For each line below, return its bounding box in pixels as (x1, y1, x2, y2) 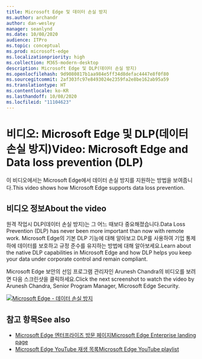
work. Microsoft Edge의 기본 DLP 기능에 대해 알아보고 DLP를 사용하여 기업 (6, 235, 185, 242)
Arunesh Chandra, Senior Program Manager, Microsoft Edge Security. (6, 283, 180, 290)
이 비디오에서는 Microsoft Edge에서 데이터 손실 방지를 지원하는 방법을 (6, 176, 172, 184)
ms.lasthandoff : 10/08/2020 (6, 93, 77, 99)
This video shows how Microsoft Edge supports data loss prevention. (12, 184, 185, 191)
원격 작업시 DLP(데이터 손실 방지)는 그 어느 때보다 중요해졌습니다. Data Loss (6, 221, 186, 228)
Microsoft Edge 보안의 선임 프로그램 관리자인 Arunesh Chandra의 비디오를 (6, 268, 185, 275)
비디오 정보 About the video (6, 203, 107, 213)
